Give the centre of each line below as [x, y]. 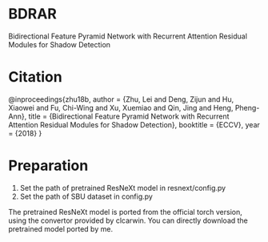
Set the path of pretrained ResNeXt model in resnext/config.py [123, 188]
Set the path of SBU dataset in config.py [86, 196]
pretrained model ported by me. [61, 228]
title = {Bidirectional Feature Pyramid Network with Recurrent [129, 116]
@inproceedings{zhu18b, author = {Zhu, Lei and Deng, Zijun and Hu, [121, 99]
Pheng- [247, 107]
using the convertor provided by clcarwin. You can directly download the [128, 220]
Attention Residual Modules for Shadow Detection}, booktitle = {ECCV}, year [134, 124]
